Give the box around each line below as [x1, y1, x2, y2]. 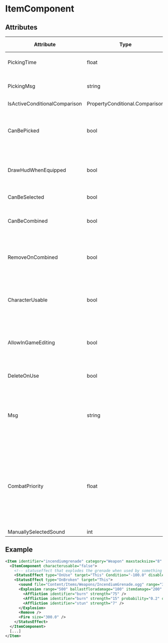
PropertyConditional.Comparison [86, 100, 164, 107]
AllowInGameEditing [7, 339, 55, 346]
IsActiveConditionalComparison [7, 100, 82, 107]
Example [5, 545, 33, 554]
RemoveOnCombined [7, 254, 58, 261]
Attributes [5, 23, 37, 32]
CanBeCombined [7, 218, 48, 224]
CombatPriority [7, 483, 43, 490]
